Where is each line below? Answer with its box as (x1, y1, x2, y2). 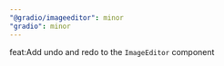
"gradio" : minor (9, 22, 71, 31)
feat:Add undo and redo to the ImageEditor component (9, 46, 215, 57)
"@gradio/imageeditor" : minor (9, 13, 125, 23)
